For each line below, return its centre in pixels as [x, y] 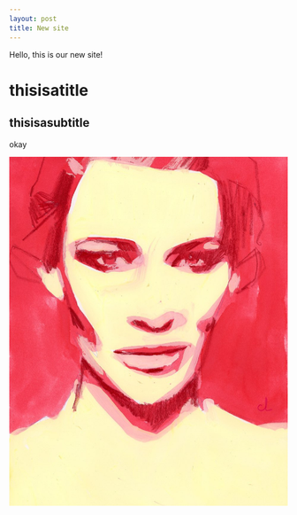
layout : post [33, 19]
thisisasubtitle [49, 123]
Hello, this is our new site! [56, 54]
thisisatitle [49, 90]
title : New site [39, 28]
